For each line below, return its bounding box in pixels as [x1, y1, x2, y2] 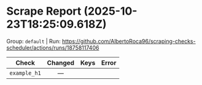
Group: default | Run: [6, 37, 61, 45]
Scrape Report [6, 4, 82, 18]
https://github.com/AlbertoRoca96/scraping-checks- [61, 37, 196, 45]
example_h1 [9, 69, 41, 76]
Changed [47, 58, 75, 67]
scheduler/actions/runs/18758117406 [6, 44, 99, 51]
